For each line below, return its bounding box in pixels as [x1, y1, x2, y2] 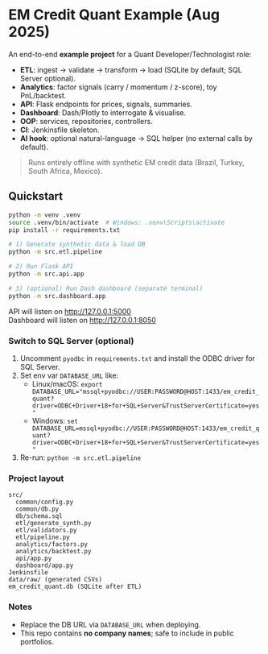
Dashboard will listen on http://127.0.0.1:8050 [8, 315, 157, 325]
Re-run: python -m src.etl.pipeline [19, 453, 142, 462]
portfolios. [19, 636, 55, 646]
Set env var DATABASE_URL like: [19, 370, 119, 380]
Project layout [8, 473, 64, 484]
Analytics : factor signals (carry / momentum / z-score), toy [19, 82, 217, 92]
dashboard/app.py [15, 561, 74, 569]
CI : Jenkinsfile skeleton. [19, 125, 100, 135]
